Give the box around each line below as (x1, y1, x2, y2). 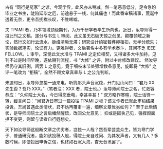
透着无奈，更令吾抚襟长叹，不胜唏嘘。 (5, 17, 82, 22)
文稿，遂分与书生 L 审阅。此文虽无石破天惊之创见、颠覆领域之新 (21, 33, 151, 38)
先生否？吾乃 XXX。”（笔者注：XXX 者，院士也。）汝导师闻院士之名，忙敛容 (5, 86, 155, 92)
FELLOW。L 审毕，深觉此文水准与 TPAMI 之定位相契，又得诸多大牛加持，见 (5, 51, 157, 57)
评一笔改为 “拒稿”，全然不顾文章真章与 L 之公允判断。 (5, 70, 113, 75)
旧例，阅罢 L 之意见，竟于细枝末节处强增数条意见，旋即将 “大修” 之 (21, 63, 157, 69)
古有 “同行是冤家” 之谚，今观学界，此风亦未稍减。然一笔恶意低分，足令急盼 (5, 4, 157, 10)
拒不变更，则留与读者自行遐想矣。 (5, 116, 73, 122)
